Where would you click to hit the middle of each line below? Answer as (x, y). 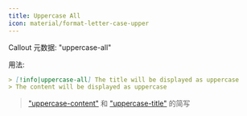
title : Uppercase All (45, 16)
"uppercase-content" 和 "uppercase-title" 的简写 (109, 104)
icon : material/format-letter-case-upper (79, 23)
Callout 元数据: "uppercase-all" (60, 47)
